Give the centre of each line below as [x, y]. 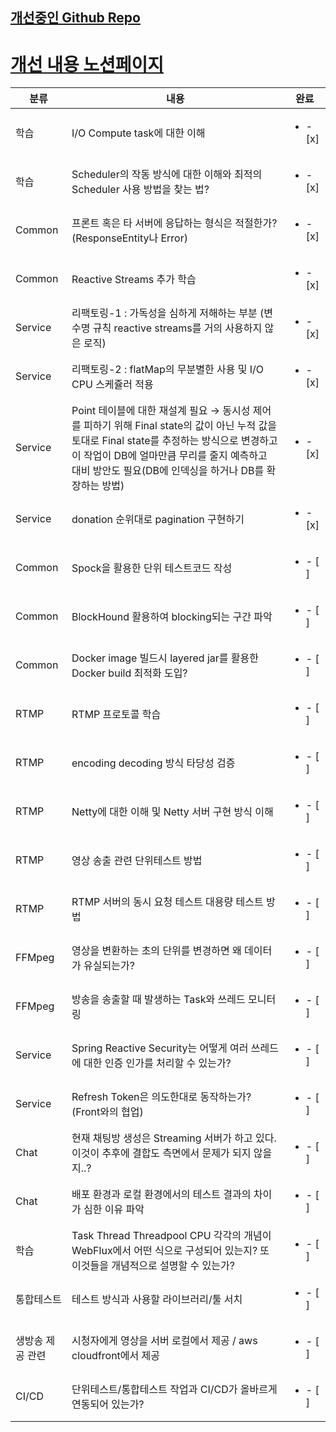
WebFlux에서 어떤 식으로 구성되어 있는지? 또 [170, 1251]
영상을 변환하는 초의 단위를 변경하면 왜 [156, 951]
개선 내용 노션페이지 [87, 64]
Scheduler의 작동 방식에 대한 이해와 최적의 [167, 175]
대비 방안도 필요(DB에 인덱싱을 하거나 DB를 [168, 471]
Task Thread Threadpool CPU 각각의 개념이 [171, 1236]
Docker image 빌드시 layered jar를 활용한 [165, 658]
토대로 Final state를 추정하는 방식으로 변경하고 [174, 441]
